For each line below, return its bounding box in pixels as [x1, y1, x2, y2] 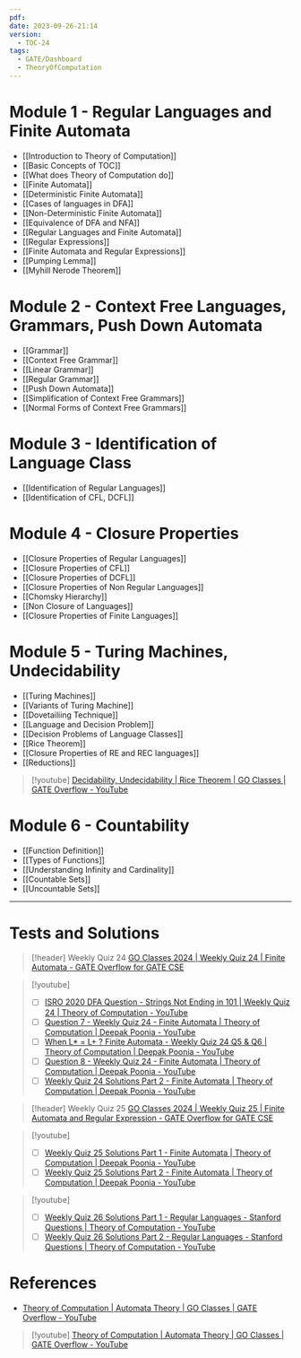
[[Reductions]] [21, 757, 76, 768]
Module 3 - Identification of [9, 433, 218, 454]
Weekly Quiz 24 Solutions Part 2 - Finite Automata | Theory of [44, 1075, 273, 1086]
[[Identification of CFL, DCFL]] [21, 492, 134, 502]
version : [9, 30, 42, 39]
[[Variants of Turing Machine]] [21, 700, 134, 710]
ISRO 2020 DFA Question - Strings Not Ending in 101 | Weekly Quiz [44, 997, 291, 1007]
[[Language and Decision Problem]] [21, 718, 155, 729]
